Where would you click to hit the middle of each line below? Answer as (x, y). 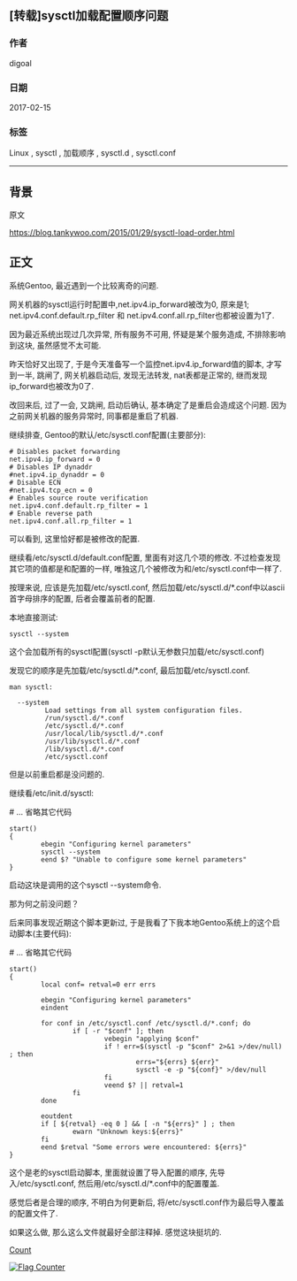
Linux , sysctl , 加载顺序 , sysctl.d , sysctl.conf (93, 153)
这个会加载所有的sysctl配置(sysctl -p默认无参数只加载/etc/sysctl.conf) (137, 651)
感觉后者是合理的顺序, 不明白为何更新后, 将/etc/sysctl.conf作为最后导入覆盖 (147, 1202)
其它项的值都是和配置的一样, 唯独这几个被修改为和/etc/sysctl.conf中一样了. (146, 568)
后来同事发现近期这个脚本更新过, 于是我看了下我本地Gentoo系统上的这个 (141, 922)
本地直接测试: (34, 617)
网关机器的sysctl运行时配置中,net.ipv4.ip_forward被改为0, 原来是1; (129, 304)
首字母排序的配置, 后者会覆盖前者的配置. (83, 598)
